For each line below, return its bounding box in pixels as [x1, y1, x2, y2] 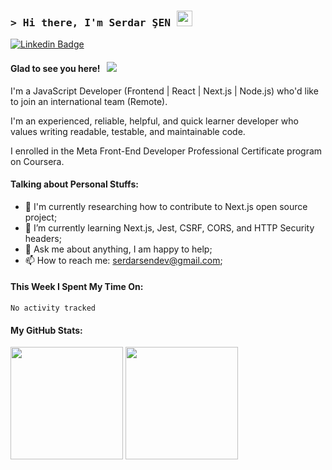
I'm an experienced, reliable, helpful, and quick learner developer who [10, 115, 299, 127]
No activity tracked [10, 303, 97, 313]
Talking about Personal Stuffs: [10, 178, 139, 190]
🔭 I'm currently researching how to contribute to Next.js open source [24, 200, 308, 212]
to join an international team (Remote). [10, 95, 168, 107]
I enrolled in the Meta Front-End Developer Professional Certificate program [10, 145, 323, 157]
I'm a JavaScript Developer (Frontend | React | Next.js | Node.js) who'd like [10, 85, 319, 97]
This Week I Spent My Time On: [10, 281, 144, 293]
